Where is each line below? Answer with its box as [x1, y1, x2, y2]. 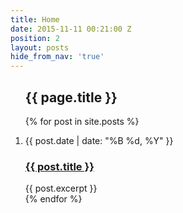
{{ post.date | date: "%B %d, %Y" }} [24, 134, 174, 146]
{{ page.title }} [24, 89, 118, 106]
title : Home [10, 14, 60, 25]
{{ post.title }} [24, 159, 95, 173]
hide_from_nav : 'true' [10, 52, 105, 62]
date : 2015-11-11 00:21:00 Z [10, 24, 132, 34]
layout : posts [10, 42, 70, 53]
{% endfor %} [24, 193, 83, 205]
